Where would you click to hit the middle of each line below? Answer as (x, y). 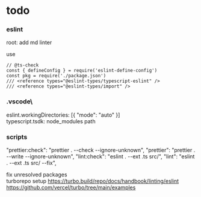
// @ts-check (23, 65)
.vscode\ (20, 102)
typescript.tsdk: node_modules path (51, 121)
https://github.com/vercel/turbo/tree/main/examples (71, 187)
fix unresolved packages (37, 175)
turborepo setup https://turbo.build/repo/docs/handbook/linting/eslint (93, 181)
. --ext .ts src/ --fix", (31, 163)
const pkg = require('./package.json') (56, 76)
